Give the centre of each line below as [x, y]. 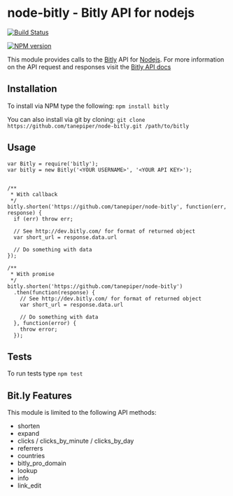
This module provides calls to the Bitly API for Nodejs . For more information [116, 59]
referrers [30, 448]
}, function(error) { [45, 323]
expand [28, 434]
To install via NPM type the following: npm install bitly [88, 106]
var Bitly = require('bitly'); [53, 164]
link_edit [29, 485]
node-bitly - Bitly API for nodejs [101, 13]
